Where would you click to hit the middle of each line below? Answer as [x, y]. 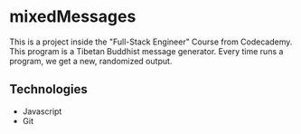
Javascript [42, 111]
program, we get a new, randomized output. [91, 61]
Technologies [49, 89]
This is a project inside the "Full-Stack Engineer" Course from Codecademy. [151, 42]
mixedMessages [73, 17]
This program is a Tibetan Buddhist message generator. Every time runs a [146, 51]
